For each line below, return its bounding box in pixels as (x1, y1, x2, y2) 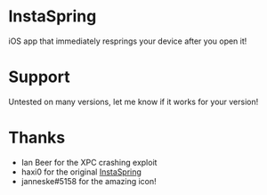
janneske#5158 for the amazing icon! (20, 175, 157, 186)
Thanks (8, 127, 66, 148)
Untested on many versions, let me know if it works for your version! (8, 96, 259, 107)
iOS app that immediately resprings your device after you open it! (8, 36, 247, 46)
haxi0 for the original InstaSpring (20, 167, 142, 177)
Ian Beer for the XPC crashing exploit (20, 157, 158, 167)
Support (8, 67, 70, 87)
